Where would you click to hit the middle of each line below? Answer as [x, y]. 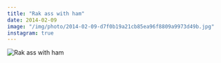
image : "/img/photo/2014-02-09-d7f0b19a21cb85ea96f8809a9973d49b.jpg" [111, 26]
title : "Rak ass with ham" [46, 13]
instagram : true [30, 33]
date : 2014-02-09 [32, 20]
